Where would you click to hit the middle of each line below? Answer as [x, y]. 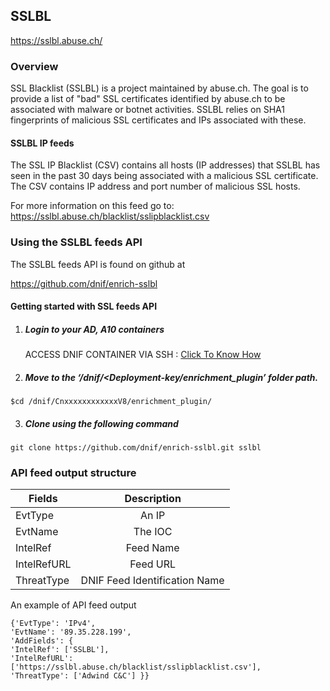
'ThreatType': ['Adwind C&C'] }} [80, 676]
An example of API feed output [73, 605]
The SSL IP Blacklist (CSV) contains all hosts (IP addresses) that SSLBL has [165, 165]
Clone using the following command [101, 423]
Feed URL [153, 564]
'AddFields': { [42, 641]
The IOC [153, 532]
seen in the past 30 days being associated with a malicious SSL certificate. [164, 176]
